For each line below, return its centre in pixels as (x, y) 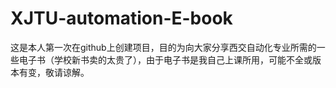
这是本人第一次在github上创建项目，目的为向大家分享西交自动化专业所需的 (163, 47)
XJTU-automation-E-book (121, 18)
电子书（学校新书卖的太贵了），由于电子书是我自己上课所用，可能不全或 (165, 59)
